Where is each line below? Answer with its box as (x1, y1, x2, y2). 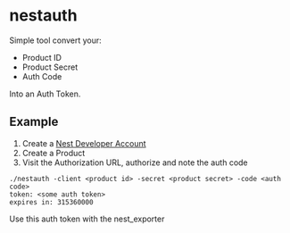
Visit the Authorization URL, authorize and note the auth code (21, 157, 248, 168)
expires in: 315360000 (9, 197, 94, 206)
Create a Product (21, 147, 86, 158)
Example (9, 114, 59, 129)
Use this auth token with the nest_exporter (9, 213, 165, 224)
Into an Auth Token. (9, 88, 81, 99)
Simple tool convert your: (9, 35, 103, 46)
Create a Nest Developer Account (21, 137, 146, 148)
